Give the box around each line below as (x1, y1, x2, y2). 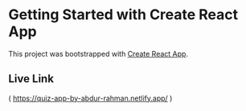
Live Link (8, 72, 55, 85)
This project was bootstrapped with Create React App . (8, 49, 189, 58)
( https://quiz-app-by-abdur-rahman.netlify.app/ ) (8, 93, 173, 103)
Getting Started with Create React (8, 6, 239, 24)
